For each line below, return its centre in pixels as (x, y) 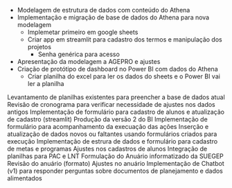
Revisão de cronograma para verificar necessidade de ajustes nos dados (111, 104)
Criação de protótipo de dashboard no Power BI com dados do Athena (117, 69)
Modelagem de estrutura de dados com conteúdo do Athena (104, 10)
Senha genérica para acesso (79, 54)
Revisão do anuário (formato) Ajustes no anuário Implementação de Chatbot (116, 163)
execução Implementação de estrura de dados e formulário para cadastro (113, 141)
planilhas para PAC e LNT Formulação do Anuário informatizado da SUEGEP (115, 156)
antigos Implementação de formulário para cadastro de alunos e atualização (116, 112)
